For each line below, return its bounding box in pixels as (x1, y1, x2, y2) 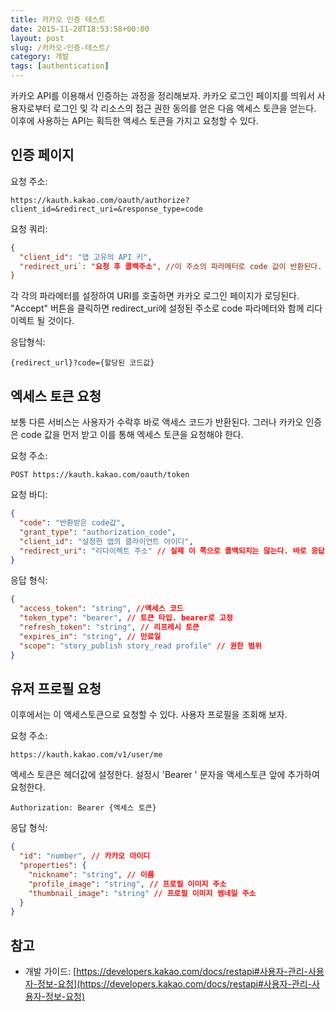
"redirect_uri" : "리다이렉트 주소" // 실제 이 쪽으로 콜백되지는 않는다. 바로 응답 (19, 546, 325, 556)
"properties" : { (19, 861, 87, 871)
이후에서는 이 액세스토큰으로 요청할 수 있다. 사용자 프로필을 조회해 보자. (10, 709, 288, 721)
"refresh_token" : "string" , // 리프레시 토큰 (19, 622, 200, 632)
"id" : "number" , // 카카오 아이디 (19, 851, 151, 861)
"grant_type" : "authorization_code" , (19, 527, 177, 537)
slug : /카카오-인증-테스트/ (10, 42, 111, 53)
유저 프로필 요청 (10, 680, 102, 697)
